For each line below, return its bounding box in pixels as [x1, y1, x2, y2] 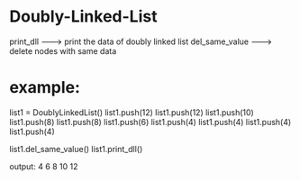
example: [9, 77, 81, 98]
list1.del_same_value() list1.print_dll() [9, 143, 143, 154]
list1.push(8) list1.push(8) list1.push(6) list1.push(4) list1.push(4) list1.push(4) [9, 116, 292, 127]
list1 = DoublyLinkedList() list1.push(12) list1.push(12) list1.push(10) [9, 106, 254, 118]
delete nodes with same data [9, 45, 117, 56]
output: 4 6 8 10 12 [9, 160, 78, 172]
